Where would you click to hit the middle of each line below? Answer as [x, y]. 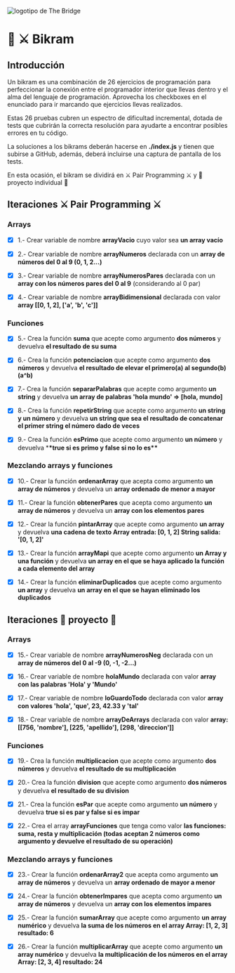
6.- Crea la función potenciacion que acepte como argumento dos [114, 360]
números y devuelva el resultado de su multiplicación [97, 769]
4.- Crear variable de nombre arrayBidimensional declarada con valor [119, 297]
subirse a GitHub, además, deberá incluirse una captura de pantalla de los [114, 154]
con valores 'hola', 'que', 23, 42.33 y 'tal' [78, 706]
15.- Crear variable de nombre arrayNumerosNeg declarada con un [115, 655]
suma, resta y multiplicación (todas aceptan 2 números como [108, 833]
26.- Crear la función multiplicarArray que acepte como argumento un [120, 947]
